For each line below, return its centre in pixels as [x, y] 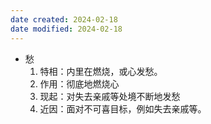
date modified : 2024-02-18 [66, 29]
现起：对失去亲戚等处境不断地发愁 [110, 96]
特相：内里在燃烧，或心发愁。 [101, 71]
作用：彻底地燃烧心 [79, 83]
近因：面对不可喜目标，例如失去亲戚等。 [123, 108]
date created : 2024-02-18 [64, 19]
